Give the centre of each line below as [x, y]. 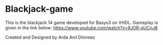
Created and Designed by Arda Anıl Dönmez [50, 37]
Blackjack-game [39, 9]
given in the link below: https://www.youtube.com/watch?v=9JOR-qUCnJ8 [81, 27]
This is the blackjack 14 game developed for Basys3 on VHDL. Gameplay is [82, 22]
